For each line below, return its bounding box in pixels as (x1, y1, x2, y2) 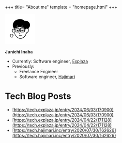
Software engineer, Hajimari (19, 74, 75, 79)
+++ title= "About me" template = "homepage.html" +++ (5, 4, 118, 10)
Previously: (12, 64, 35, 69)
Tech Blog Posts (5, 91, 71, 102)
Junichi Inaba (5, 49, 33, 55)
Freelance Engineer (19, 69, 58, 74)
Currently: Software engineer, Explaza (12, 58, 88, 64)
